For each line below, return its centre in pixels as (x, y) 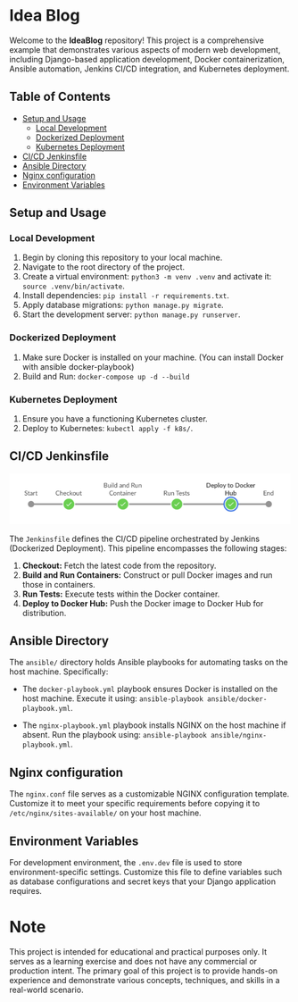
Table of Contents (60, 97)
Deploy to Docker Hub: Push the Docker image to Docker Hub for (143, 603)
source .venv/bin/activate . (73, 286)
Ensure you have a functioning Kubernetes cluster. (115, 419)
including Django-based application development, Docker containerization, (147, 59)
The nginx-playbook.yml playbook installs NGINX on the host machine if (154, 725)
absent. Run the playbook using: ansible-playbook (115, 735)
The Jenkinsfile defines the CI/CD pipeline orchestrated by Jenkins (135, 539)
